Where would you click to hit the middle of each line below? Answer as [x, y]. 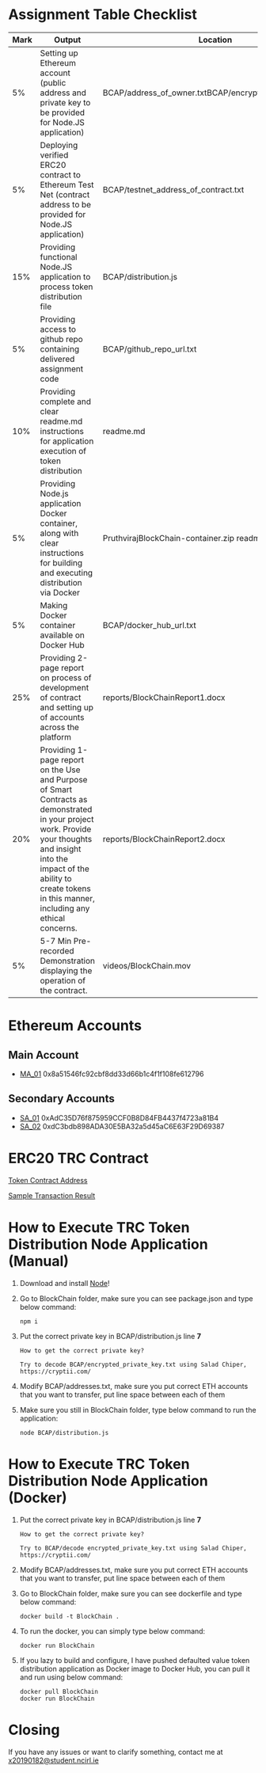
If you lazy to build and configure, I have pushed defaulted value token [135, 1660]
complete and [65, 401]
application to [65, 276]
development [65, 687]
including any [65, 908]
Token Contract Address [48, 1180]
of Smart [56, 789]
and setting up [66, 707]
